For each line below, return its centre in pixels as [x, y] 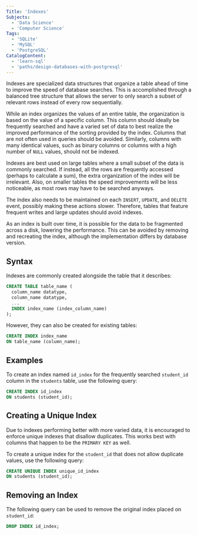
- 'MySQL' [23, 45]
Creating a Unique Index [51, 416]
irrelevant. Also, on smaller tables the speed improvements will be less [92, 182]
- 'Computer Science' [38, 28]
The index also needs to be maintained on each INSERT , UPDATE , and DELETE [97, 200]
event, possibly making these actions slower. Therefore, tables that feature [97, 206]
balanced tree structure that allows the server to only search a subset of [94, 96]
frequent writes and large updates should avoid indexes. [75, 212]
